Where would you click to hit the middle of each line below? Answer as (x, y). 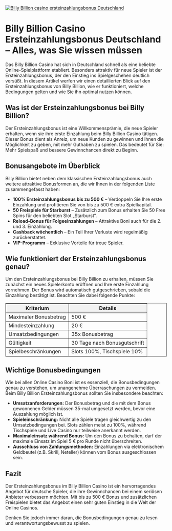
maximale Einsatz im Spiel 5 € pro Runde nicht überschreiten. (77, 441)
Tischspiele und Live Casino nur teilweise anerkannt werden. (77, 431)
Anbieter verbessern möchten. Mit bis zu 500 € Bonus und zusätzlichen (81, 497)
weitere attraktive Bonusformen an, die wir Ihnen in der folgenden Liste (80, 184)
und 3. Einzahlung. (32, 226)
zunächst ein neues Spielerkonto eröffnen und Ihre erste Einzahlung (77, 285)
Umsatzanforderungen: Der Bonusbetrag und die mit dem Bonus (82, 403)
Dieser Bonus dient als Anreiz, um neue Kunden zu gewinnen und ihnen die (84, 139)
